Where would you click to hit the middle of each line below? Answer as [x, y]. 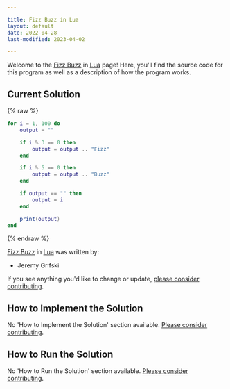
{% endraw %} [28, 239]
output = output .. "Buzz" [71, 174]
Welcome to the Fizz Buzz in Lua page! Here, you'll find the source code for [115, 65]
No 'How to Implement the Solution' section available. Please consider [107, 325]
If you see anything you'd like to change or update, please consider [103, 279]
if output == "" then [51, 194]
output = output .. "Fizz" [71, 149]
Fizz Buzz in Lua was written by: [53, 252]
